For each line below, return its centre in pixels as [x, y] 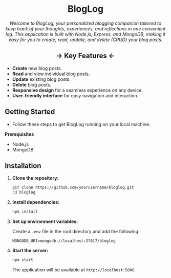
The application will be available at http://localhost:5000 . [74, 270]
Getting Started [30, 112]
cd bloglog [24, 193]
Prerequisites [19, 134]
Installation [23, 166]
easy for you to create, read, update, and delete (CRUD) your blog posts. [85, 40]
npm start [23, 260]
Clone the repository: [35, 178]
